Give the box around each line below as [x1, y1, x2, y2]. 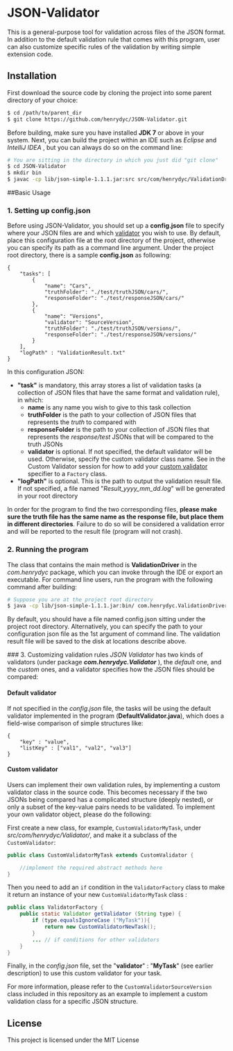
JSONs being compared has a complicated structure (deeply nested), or [7, 795, 214, 803]
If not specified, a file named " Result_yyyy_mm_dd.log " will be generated [17, 485, 225, 493]
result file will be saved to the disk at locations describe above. [7, 637, 187, 646]
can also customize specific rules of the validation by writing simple [7, 42, 201, 51]
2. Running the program [7, 545, 89, 555]
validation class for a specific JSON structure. [7, 998, 139, 1006]
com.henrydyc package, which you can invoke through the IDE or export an [7, 568, 223, 576]
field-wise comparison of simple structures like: [7, 718, 144, 727]
